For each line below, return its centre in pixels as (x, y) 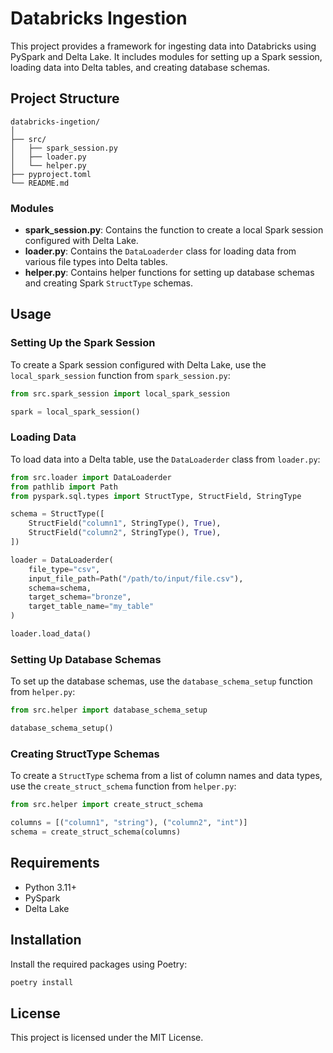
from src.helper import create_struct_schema (106, 805)
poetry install (42, 982)
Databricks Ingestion (99, 18)
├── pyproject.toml (51, 174)
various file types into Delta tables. (96, 262)
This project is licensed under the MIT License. (107, 1038)
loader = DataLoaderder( (62, 560)
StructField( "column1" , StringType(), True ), (125, 523)
